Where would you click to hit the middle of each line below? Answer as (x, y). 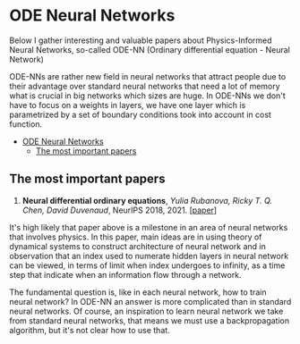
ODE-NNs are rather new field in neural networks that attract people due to (148, 76)
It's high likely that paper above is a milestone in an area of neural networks (149, 227)
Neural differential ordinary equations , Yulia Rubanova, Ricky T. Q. (147, 200)
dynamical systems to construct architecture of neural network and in (138, 246)
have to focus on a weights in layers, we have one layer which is (128, 105)
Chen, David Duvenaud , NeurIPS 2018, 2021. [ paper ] (120, 210)
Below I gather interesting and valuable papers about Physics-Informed (141, 40)
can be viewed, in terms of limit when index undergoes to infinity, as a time (147, 265)
